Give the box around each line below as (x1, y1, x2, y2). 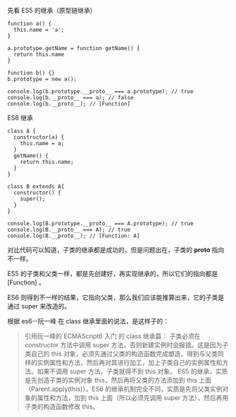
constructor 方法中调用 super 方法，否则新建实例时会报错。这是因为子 (24, 341, 229, 349)
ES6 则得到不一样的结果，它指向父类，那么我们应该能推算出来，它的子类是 (7, 293, 225, 301)
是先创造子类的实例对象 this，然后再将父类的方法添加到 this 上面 (24, 376, 211, 384)
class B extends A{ (7, 183, 65, 190)
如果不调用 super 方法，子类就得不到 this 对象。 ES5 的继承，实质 (37, 367, 228, 375)
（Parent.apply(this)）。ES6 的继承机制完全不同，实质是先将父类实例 (24, 385, 223, 393)
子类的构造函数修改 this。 (24, 402, 99, 411)
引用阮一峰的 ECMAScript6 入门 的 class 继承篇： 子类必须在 (24, 332, 201, 340)
